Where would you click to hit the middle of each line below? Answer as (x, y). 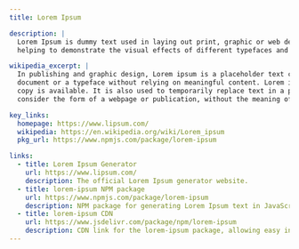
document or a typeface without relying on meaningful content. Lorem (151, 83)
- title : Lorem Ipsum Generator (77, 165)
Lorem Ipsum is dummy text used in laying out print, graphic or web (149, 42)
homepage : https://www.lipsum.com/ (83, 124)
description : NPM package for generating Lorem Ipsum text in (143, 205)
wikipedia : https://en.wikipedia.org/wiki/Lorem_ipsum (121, 132)
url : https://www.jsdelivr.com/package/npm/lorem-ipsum (131, 222)
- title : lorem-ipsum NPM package (81, 189)
